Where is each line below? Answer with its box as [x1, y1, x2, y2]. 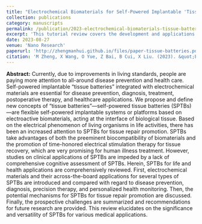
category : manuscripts [6, 20, 63, 26]
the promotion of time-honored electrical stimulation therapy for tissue [6, 140, 181, 148]
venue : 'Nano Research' [6, 43, 66, 49]
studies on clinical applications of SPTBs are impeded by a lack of [6, 153, 170, 160]
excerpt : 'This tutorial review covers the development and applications [6, 31, 195, 37]
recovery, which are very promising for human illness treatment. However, [6, 147, 189, 154]
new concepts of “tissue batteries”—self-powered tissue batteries [6, 102, 170, 109]
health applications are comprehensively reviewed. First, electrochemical [6, 166, 188, 173]
